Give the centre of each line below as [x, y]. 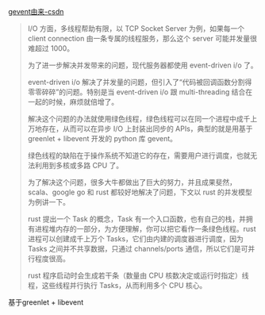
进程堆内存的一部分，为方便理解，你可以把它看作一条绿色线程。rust [145, 229]
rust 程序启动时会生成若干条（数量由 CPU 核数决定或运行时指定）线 [138, 275]
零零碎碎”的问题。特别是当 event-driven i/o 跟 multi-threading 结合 [136, 92]
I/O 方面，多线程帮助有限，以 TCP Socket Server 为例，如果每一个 [136, 29]
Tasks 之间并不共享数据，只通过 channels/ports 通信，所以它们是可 [138, 249]
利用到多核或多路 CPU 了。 [79, 165]
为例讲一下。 [48, 202]
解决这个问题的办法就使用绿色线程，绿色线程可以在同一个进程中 [132, 119]
